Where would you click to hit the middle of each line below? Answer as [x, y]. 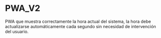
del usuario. [17, 31]
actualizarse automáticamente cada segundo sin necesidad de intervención [80, 26]
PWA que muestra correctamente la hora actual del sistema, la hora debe [78, 21]
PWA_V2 [23, 8]
